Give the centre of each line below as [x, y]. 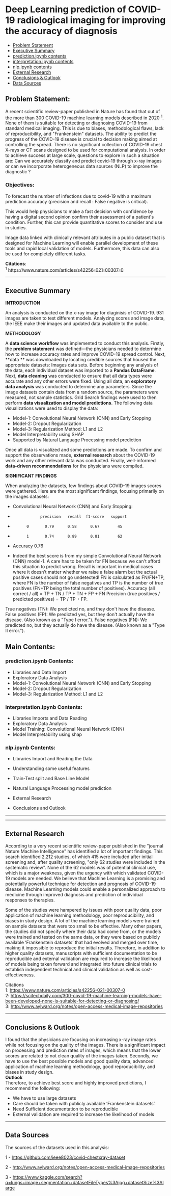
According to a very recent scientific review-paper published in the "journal [84, 846]
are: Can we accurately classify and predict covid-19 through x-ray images [83, 161]
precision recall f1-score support [83, 517]
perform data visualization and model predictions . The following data [79, 403]
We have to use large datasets [44, 1098]
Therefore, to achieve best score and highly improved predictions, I [76, 1083]
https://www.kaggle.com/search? [47, 1177]
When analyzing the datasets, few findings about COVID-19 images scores [83, 486]
